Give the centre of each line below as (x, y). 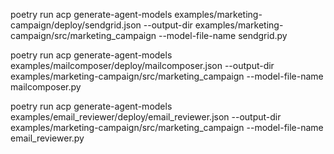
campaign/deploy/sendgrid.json (76, 25)
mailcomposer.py (46, 87)
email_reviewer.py (47, 138)
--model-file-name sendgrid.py (223, 35)
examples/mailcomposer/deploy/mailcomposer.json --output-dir (142, 65)
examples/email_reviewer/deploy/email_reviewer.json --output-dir (146, 117)
